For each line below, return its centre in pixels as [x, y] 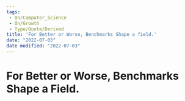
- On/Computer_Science [38, 18]
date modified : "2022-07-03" [43, 46]
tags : [13, 12]
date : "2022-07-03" [31, 40]
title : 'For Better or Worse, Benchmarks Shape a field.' [82, 35]
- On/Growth [24, 23]
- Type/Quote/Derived [36, 29]
